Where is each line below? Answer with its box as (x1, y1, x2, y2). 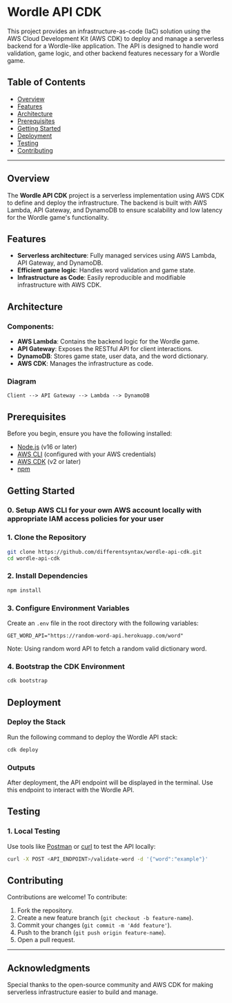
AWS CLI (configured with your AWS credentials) (17, 450, 157, 458)
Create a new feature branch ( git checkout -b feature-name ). (17, 914, 193, 922)
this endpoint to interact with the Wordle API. (7, 786, 135, 794)
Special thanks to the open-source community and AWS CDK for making (7, 981, 213, 989)
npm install (7, 587, 41, 594)
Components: (7, 321, 55, 331)
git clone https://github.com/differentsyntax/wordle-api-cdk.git (7, 548, 202, 555)
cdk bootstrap (7, 677, 48, 684)
